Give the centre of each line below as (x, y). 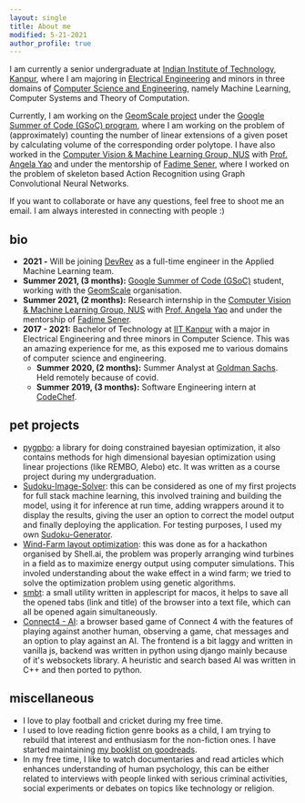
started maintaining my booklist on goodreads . (110, 749)
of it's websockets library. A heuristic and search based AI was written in (159, 660)
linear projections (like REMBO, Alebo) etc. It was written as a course (151, 466)
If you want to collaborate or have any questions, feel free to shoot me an (147, 201)
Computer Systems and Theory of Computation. (100, 98)
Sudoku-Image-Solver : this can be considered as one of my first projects (159, 486)
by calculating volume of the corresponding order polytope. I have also (142, 145)
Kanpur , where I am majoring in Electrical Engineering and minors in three (147, 79)
